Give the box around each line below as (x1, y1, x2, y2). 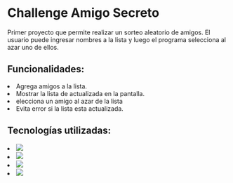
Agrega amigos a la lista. (16, 82, 88, 90)
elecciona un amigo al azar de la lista (16, 97, 123, 105)
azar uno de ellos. (7, 43, 59, 51)
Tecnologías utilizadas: (7, 125, 111, 137)
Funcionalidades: (7, 63, 85, 75)
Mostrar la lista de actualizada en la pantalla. (16, 89, 145, 97)
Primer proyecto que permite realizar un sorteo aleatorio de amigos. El (7, 28, 211, 36)
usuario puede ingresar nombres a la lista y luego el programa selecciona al (7, 35, 227, 43)
